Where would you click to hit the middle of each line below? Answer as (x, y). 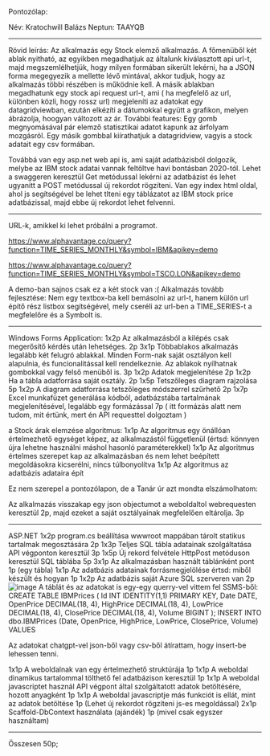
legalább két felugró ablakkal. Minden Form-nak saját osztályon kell (120, 355)
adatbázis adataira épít (46, 473)
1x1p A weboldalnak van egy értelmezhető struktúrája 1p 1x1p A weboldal (128, 669)
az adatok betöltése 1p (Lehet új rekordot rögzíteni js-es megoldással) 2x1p (133, 703)
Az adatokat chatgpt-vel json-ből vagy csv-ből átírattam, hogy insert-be (127, 645)
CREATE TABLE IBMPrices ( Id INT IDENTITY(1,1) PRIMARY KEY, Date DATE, (133, 595)
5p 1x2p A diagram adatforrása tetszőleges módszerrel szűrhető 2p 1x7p (128, 389)
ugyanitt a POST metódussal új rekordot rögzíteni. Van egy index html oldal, (133, 185)
